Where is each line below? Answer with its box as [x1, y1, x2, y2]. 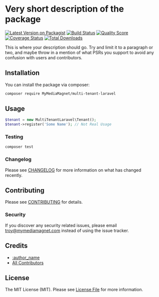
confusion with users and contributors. [5, 54, 82, 60]
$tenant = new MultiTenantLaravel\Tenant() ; [5, 118, 96, 122]
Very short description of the [5, 3, 125, 15]
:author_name [12, 254, 40, 261]
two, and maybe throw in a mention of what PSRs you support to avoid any [5, 50, 154, 55]
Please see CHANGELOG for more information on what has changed [5, 167, 142, 173]
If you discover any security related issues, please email [5, 222, 117, 228]
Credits [5, 242, 28, 250]
